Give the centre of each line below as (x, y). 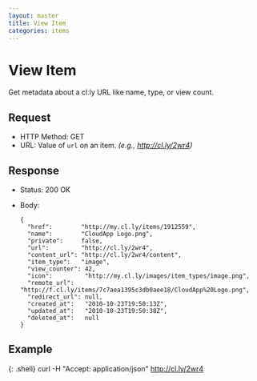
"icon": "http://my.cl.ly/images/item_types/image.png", (139, 276)
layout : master (34, 16)
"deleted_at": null (64, 318)
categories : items (39, 30)
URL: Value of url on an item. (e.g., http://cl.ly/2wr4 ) (106, 146)
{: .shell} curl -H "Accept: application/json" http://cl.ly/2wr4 (106, 368)
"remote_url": (51, 283)
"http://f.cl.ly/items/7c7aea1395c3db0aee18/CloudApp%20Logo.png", (135, 290)
